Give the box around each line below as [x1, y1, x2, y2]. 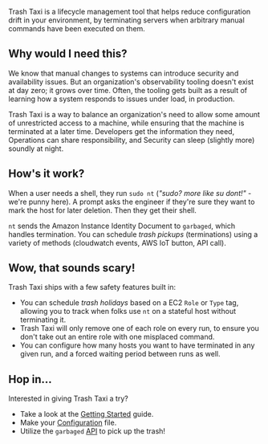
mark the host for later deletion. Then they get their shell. [8, 205, 197, 215]
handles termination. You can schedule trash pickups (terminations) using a [8, 229, 258, 239]
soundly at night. [8, 144, 64, 153]
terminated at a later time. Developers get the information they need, [8, 126, 235, 136]
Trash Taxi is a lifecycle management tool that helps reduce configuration [8, 7, 251, 16]
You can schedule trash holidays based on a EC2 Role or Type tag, [19, 298, 239, 308]
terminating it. [19, 315, 67, 324]
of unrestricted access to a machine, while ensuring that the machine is [8, 118, 245, 128]
